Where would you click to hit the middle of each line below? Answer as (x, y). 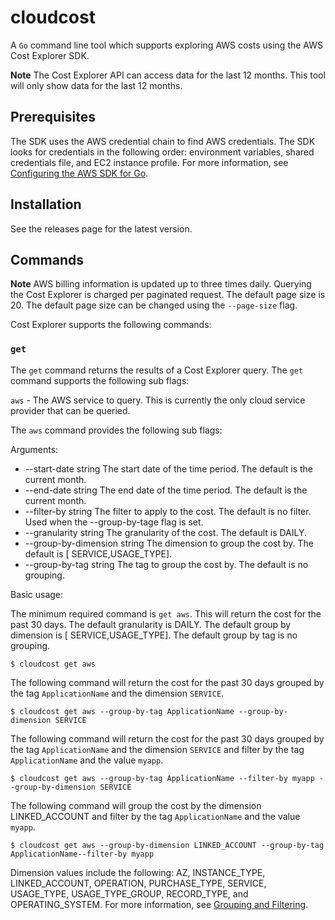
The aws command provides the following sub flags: (116, 430)
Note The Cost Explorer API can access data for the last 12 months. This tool (168, 75)
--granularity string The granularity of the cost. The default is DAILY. (166, 532)
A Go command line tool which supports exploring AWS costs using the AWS (166, 45)
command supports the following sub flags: (100, 380)
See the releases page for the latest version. (101, 228)
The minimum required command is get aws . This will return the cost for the (166, 613)
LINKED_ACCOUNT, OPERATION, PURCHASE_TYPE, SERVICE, (138, 883)
